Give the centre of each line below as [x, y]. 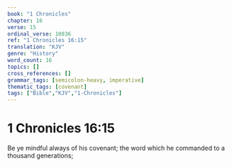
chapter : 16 [25, 21]
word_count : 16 [30, 60]
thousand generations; [40, 156]
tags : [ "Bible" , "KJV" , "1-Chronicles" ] [65, 93]
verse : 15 [22, 27]
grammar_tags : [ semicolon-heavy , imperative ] [76, 80]
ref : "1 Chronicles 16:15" [47, 41]
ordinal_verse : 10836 [39, 34]
